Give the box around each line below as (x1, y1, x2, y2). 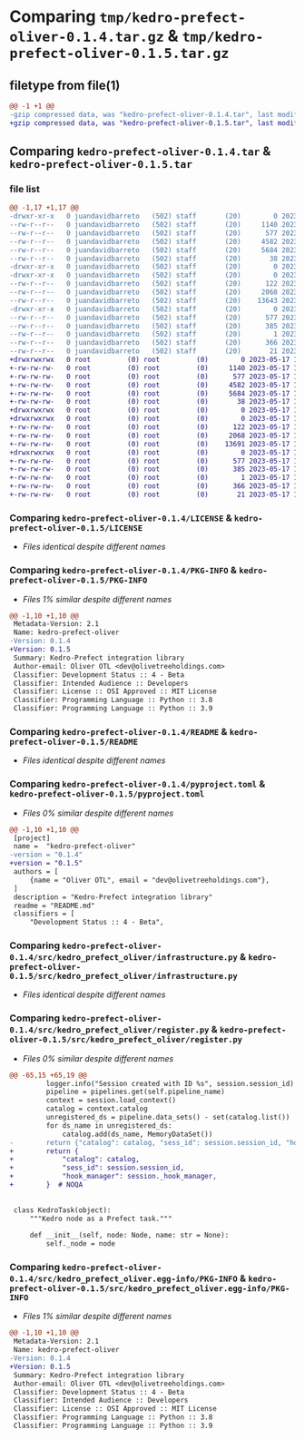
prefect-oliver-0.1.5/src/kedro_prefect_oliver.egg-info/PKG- (9, 1284, 290, 1294)
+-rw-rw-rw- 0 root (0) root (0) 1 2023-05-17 (9, 474, 290, 483)
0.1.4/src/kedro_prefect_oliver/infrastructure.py (9, 953, 238, 963)
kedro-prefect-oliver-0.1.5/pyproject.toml (9, 789, 205, 799)
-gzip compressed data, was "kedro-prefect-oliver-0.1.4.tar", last (9, 110, 274, 119)
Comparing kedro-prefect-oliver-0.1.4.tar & (9, 143, 271, 160)
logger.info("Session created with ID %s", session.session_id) (45, 1079, 295, 1088)
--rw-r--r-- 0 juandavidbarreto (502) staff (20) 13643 (9, 296, 279, 305)
